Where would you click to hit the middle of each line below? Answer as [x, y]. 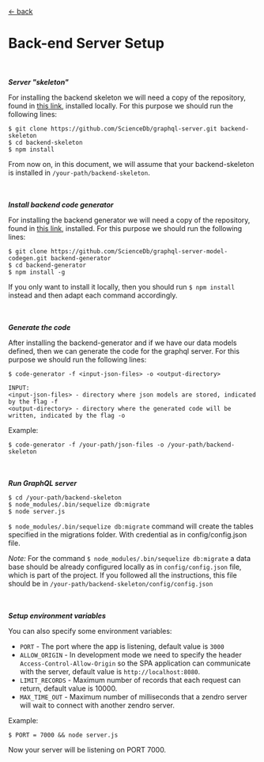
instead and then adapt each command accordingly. [93, 295]
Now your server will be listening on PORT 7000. [87, 749]
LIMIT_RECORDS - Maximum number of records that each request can [130, 680]
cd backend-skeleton [49, 142]
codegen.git [28, 258]
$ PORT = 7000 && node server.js [63, 735]
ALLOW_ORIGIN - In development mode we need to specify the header [131, 654]
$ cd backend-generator [47, 265]
